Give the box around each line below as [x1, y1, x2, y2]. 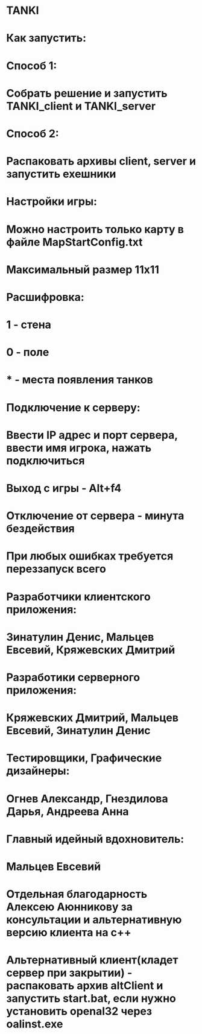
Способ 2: [6, 127, 59, 140]
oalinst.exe [6, 1017, 63, 1031]
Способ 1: [6, 58, 57, 72]
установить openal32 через [6, 1004, 153, 1018]
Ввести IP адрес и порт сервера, [6, 428, 178, 442]
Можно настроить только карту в [6, 222, 184, 236]
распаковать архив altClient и [6, 979, 163, 992]
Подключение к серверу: [6, 400, 140, 414]
